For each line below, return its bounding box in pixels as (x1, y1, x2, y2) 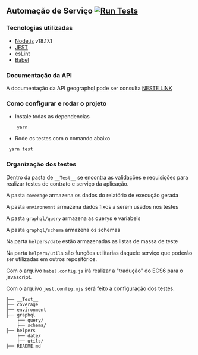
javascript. (6, 273, 32, 280)
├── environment (6, 307, 46, 313)
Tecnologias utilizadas (6, 24, 73, 32)
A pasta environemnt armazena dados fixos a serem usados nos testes (6, 203, 178, 210)
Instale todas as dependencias (14, 113, 90, 120)
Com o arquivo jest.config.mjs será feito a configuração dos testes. (6, 285, 175, 292)
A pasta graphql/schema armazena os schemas (6, 226, 121, 233)
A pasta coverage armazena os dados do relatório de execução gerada (6, 191, 179, 199)
